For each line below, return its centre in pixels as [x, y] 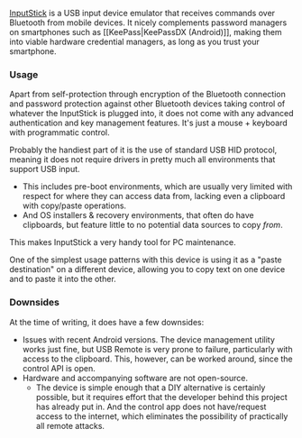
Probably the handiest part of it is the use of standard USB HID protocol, [143, 150]
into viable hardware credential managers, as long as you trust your [134, 41]
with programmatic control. [59, 132]
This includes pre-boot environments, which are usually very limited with [157, 187]
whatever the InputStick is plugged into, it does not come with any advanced [152, 114]
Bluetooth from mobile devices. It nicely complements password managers [148, 23]
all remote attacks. [70, 425]
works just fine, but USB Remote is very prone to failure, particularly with [157, 349]
